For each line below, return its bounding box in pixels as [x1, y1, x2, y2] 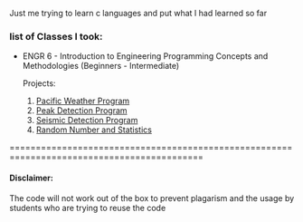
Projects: [22, 78, 56, 89]
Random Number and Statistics [35, 124, 152, 135]
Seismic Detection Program [35, 115, 138, 126]
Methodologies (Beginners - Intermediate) [22, 61, 180, 72]
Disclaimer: [9, 172, 54, 183]
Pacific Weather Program [35, 95, 130, 107]
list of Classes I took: [9, 30, 103, 43]
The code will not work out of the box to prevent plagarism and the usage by [9, 192, 295, 203]
